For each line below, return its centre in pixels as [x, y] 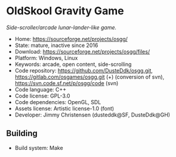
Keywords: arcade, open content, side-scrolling [73, 64]
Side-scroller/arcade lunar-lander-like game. [61, 27]
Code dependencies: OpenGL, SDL [58, 102]
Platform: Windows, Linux [46, 58]
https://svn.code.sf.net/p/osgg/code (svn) [67, 83]
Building [22, 134]
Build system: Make [39, 147]
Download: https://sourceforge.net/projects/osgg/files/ [82, 51]
